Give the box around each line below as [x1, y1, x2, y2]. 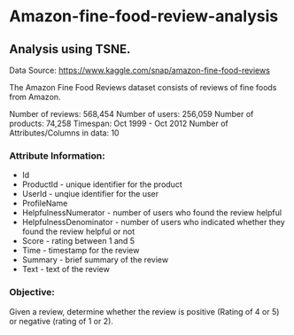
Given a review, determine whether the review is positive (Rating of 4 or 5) [9, 306, 280, 316]
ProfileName [21, 198, 68, 209]
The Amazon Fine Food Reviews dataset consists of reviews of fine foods [9, 82, 277, 92]
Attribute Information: [9, 149, 105, 161]
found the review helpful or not [21, 226, 135, 237]
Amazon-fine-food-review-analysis [9, 6, 279, 27]
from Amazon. [9, 91, 61, 102]
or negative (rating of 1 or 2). [9, 316, 113, 326]
